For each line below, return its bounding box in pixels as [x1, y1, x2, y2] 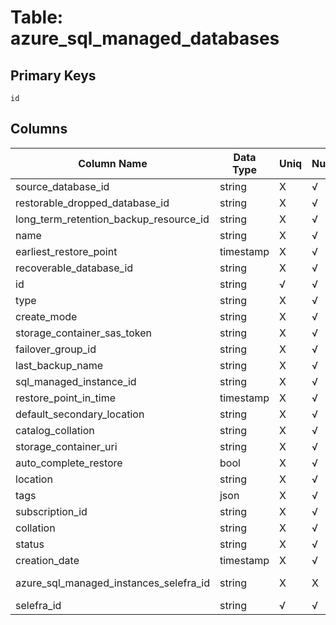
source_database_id [15, 179, 110, 193]
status [15, 537, 45, 551]
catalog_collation [15, 423, 95, 437]
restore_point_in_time [15, 391, 116, 405]
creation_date [15, 553, 80, 567]
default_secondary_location [15, 407, 145, 421]
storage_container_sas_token [15, 326, 153, 340]
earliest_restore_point [15, 244, 118, 258]
